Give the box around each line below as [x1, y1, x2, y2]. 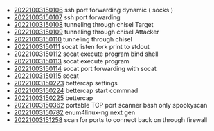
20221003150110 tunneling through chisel [13, 35, 133, 43]
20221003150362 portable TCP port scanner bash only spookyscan [13, 101, 208, 109]
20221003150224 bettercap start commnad [13, 86, 139, 94]
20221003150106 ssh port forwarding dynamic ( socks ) [13, 6, 174, 14]
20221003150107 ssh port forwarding [13, 13, 121, 21]
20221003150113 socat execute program [13, 57, 130, 65]
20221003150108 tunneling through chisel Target [13, 21, 154, 28]
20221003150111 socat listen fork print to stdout [13, 43, 150, 50]
